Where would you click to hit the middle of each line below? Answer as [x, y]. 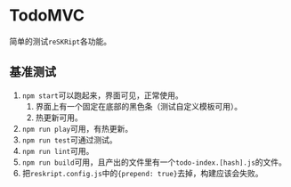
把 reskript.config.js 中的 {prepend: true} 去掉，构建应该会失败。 [143, 173]
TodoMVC [47, 16]
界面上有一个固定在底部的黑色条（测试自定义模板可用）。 [139, 106]
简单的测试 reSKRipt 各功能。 [61, 41]
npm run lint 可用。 [58, 150]
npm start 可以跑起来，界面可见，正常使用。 [103, 95]
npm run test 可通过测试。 [69, 140]
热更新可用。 [59, 118]
